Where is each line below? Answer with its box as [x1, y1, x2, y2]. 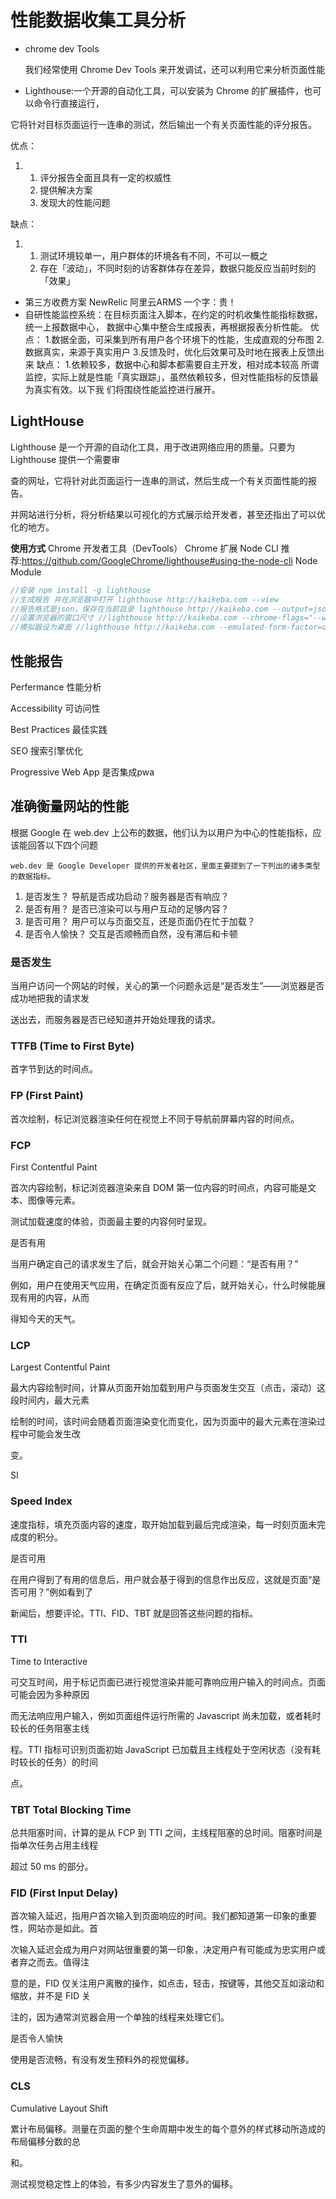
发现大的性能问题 [39, 196, 111, 208]
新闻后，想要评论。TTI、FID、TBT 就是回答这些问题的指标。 [10, 1607, 259, 1619]
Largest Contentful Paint [10, 1361, 111, 1373]
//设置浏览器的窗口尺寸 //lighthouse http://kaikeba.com [10, 613, 238, 623]
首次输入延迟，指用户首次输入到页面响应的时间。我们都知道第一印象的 [10, 1910, 300, 1922]
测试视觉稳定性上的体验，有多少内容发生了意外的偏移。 [10, 2177, 238, 2190]
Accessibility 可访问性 [10, 702, 101, 714]
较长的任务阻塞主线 [10, 1722, 90, 1734]
